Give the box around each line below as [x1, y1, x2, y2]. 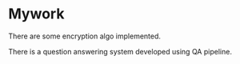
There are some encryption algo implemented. [8, 31, 162, 41]
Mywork [8, 5, 65, 23]
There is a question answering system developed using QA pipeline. [8, 46, 232, 56]
